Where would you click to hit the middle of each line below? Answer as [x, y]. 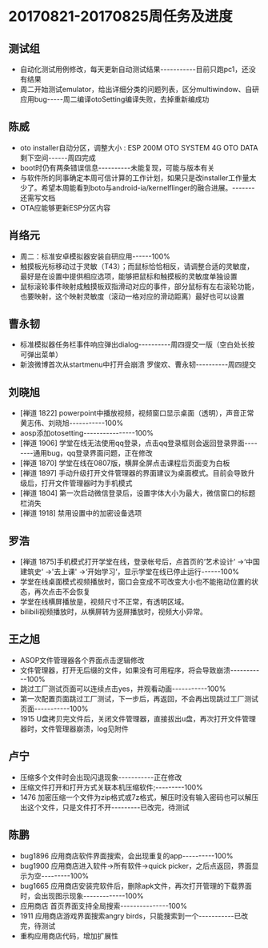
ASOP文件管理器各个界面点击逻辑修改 [82, 660]
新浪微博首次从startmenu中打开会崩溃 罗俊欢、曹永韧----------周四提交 [138, 364]
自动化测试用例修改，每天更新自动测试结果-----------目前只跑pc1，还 [134, 69]
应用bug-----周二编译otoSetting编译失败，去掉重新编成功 [114, 99]
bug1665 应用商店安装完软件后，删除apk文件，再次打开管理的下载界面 [136, 886]
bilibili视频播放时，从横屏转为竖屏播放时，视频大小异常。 [114, 612]
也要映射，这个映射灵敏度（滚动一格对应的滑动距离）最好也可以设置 [132, 296]
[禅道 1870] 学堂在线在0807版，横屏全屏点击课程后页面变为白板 [125, 463]
